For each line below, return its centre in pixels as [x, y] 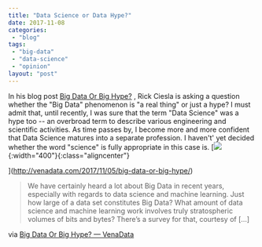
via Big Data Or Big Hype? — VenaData [71, 234]
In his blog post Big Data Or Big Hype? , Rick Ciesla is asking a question [124, 96]
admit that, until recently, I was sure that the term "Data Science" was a [124, 113]
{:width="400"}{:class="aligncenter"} [69, 155]
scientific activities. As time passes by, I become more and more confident [129, 129]
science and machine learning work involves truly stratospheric [130, 211]
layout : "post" [33, 74]
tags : [17, 45]
